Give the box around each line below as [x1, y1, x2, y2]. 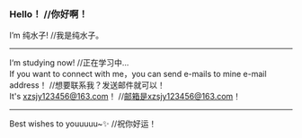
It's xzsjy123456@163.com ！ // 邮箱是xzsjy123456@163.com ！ [9, 91, 241, 102]
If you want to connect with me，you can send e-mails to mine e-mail [9, 69, 267, 80]
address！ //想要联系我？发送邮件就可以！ [9, 80, 166, 91]
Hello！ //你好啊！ [9, 7, 88, 20]
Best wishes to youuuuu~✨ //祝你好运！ [9, 118, 157, 129]
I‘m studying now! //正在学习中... [9, 57, 129, 68]
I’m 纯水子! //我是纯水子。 [9, 30, 104, 41]
